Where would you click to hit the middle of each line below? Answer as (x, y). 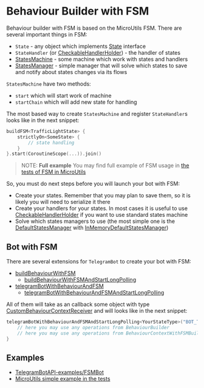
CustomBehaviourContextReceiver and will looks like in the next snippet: (97, 311)
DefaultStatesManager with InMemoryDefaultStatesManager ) (92, 228)
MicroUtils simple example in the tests (63, 379)
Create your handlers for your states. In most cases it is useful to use (101, 208)
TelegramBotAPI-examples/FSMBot (59, 372)
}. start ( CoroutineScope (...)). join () (54, 154)
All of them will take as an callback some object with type (78, 304)
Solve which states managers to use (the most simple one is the (95, 221)
